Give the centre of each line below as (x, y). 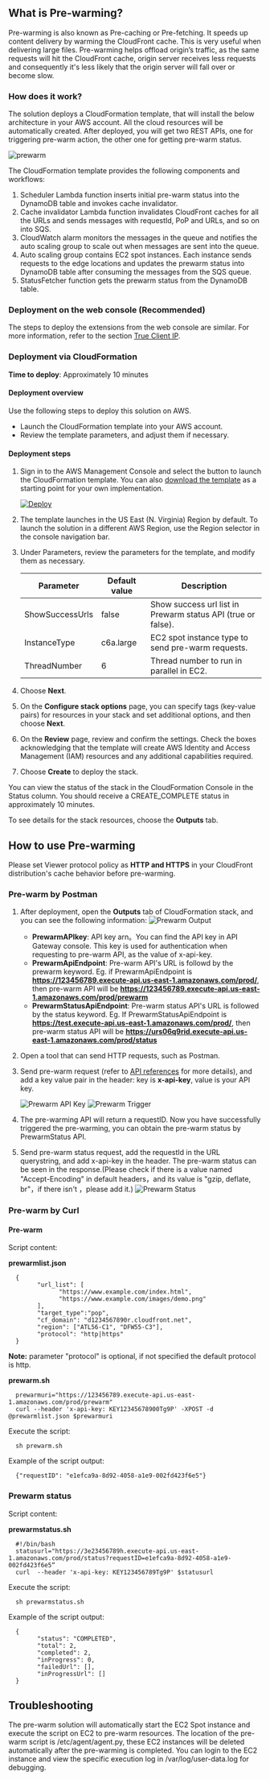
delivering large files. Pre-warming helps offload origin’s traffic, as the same (134, 50)
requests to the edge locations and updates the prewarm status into (132, 263)
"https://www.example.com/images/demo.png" (133, 1299)
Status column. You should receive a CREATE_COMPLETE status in (119, 796)
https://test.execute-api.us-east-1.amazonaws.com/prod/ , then (141, 1023)
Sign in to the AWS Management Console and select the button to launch (141, 471)
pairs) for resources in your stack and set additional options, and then (135, 715)
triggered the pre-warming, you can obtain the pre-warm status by (130, 1128)
